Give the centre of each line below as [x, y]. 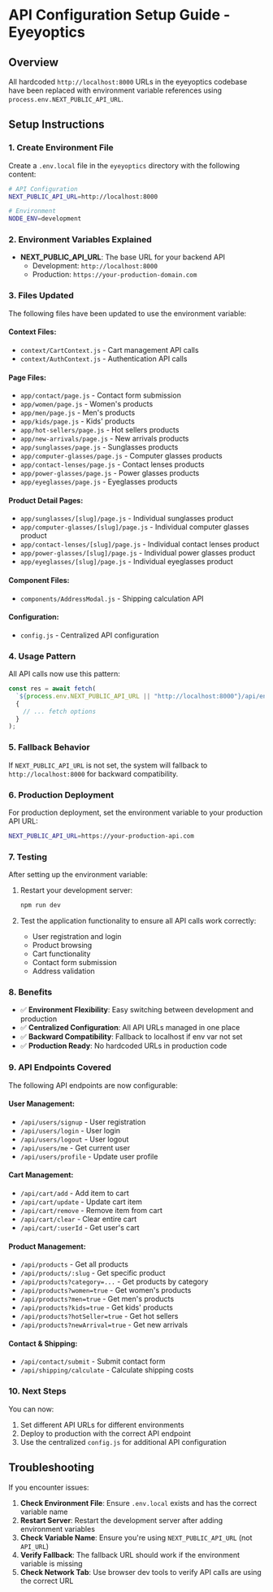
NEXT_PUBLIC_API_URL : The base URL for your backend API [123, 257]
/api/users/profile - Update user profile [89, 1156]
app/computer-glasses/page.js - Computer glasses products [121, 456]
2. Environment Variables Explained [80, 240]
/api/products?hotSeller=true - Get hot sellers [99, 1316]
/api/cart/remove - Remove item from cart [91, 1210]
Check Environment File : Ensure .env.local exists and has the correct [139, 1503]
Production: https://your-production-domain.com [115, 275]
